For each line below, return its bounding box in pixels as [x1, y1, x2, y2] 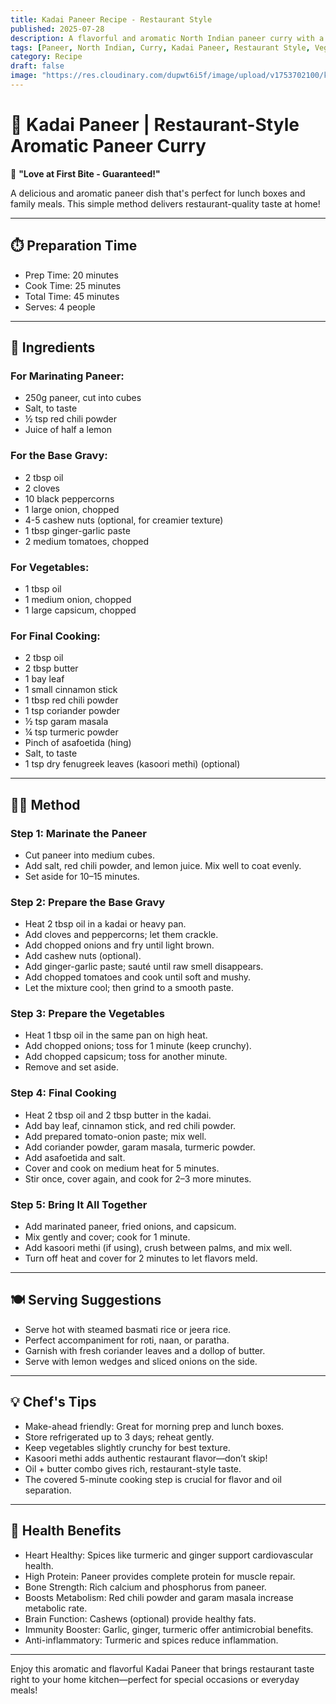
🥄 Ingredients [10, 339, 96, 356]
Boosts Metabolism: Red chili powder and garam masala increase [24, 1591, 294, 1603]
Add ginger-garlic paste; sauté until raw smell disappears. [24, 961, 264, 973]
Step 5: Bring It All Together [10, 1197, 148, 1211]
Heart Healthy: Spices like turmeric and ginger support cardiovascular [24, 1549, 314, 1561]
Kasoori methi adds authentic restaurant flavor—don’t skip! [24, 1452, 268, 1464]
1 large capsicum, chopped [24, 604, 137, 616]
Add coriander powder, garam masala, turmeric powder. [24, 1141, 256, 1153]
